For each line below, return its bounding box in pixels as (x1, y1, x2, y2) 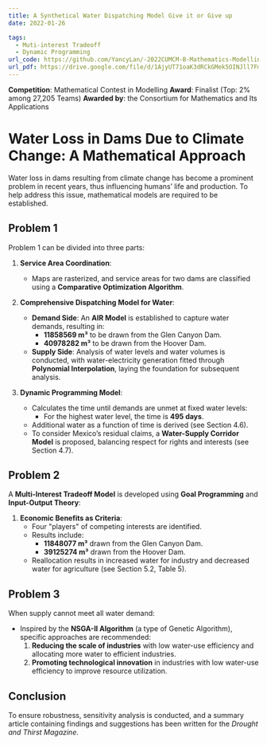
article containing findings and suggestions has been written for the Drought (8, 719, 258, 729)
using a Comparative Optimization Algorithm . (31, 282, 184, 292)
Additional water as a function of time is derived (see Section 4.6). (31, 420, 249, 429)
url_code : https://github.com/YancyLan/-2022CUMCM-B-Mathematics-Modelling (8, 56, 265, 64)
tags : (8, 33, 26, 41)
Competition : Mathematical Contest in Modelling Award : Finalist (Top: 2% (8, 84, 251, 94)
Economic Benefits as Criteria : (19, 513, 123, 523)
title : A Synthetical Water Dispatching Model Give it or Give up (8, 11, 233, 20)
